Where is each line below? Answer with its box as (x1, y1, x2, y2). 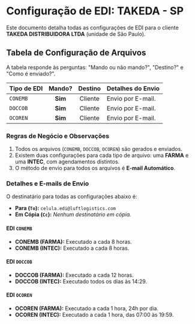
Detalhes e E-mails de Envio (6, 179, 89, 187)
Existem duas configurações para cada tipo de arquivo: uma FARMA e (14, 152, 189, 159)
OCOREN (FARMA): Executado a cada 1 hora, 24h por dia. (14, 304, 159, 312)
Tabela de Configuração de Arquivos (6, 48, 146, 58)
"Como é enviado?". (6, 70, 56, 77)
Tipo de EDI (9, 84, 43, 92)
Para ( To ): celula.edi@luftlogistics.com (14, 205, 116, 212)
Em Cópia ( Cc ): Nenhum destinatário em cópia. (14, 211, 132, 218)
